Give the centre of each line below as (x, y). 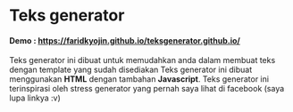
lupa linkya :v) (35, 98)
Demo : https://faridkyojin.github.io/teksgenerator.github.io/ (125, 40)
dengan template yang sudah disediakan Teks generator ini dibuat (131, 70)
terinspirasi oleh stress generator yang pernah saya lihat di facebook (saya (147, 89)
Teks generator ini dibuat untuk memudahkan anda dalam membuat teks (142, 60)
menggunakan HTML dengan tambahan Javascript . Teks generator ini (139, 79)
